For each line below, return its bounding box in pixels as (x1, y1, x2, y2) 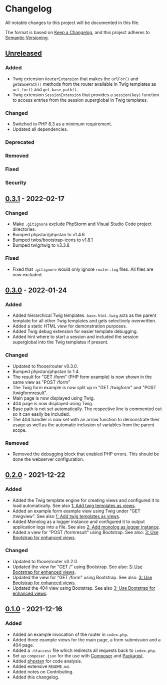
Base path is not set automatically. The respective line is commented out (12, 406, 162, 412)
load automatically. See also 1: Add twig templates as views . (12, 502, 136, 508)
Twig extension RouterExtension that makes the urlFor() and (12, 76, 138, 82)
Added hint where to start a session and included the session (12, 334, 139, 340)
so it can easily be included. (12, 411, 70, 417)
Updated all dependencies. (12, 126, 68, 132)
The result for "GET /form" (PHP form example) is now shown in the (12, 374, 152, 380)
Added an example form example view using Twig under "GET (12, 507, 141, 514)
